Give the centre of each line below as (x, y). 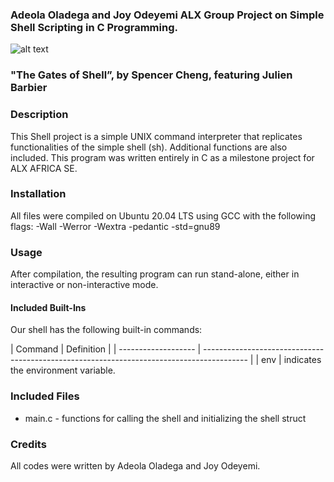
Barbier (29, 88)
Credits (28, 444)
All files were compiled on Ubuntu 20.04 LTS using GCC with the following (163, 215)
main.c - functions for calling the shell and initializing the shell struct (165, 418)
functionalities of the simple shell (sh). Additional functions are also (149, 147)
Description (39, 115)
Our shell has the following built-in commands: (106, 330)
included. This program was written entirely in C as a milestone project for (162, 157)
